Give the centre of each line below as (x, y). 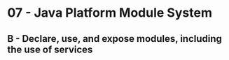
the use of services (50, 49)
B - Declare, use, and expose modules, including (115, 39)
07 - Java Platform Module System (110, 13)
